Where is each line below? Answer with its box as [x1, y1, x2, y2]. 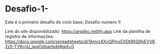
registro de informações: [5, 33, 54, 39]
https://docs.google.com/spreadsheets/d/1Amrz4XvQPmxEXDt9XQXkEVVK [5, 38, 156, 44]
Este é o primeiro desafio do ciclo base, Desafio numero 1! [5, 19, 121, 25]
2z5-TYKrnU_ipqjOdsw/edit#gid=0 [5, 43, 74, 49]
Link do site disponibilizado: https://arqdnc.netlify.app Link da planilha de [5, 28, 151, 34]
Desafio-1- [5, 3, 49, 14]
